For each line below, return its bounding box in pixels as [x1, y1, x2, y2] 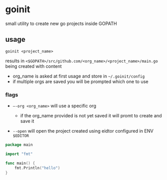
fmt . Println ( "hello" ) [14, 165, 60, 170]
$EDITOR [12, 134, 29, 139]
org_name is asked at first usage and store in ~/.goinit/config [12, 73, 145, 79]
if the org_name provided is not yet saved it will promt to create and [20, 113, 162, 119]
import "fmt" [5, 151, 33, 157]
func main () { [5, 161, 36, 166]
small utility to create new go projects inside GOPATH [5, 20, 117, 27]
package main [5, 142, 33, 147]
